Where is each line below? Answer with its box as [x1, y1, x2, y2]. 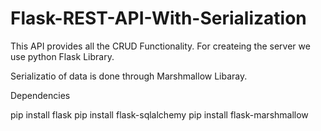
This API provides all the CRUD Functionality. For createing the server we [10, 40, 311, 52]
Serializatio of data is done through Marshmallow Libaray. [10, 70, 248, 82]
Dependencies [10, 89, 71, 101]
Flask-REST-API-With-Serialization [10, 7, 307, 30]
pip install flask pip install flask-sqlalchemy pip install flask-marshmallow [10, 108, 309, 121]
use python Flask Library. [10, 50, 115, 62]
